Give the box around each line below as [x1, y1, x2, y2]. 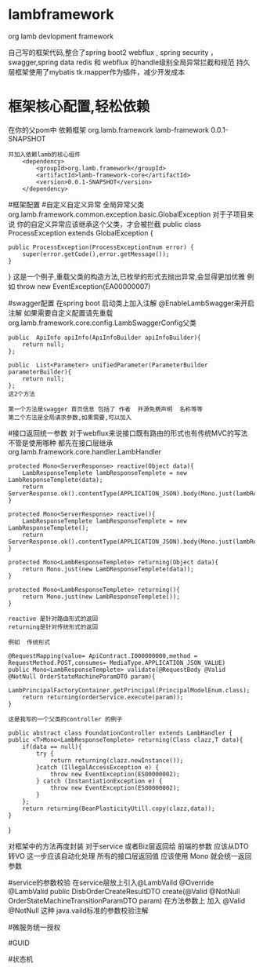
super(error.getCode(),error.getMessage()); [22, 250, 170, 258]
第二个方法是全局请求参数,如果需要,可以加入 [8, 414, 132, 422]
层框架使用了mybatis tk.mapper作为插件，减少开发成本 [8, 67, 186, 76]
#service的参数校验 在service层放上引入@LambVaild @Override [8, 878, 214, 887]
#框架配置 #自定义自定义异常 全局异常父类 [8, 199, 145, 209]
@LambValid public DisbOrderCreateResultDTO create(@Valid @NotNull [8, 886, 240, 896]
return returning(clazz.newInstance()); [49, 756, 184, 765]
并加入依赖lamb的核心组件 [8, 151, 81, 159]
